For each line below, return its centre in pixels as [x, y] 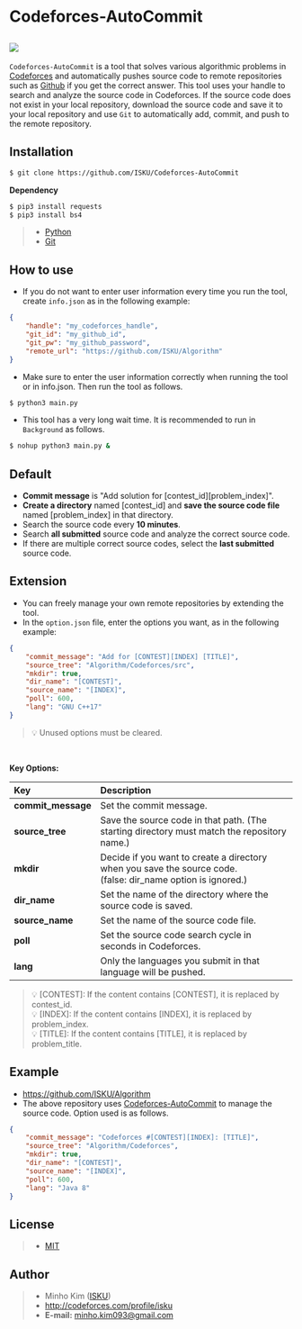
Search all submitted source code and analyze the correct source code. [156, 534]
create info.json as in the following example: [106, 301]
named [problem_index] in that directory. [98, 515]
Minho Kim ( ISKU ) [78, 1296]
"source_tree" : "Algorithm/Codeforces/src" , [110, 665]
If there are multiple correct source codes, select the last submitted [148, 544]
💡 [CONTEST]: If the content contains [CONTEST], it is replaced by [155, 994]
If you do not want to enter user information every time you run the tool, [155, 292]
